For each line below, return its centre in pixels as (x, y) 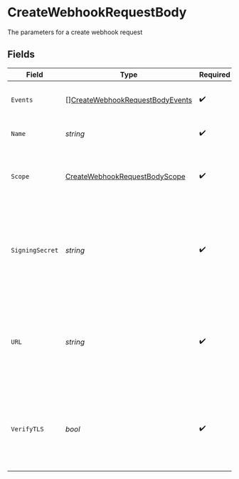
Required (215, 74)
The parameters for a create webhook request (75, 32)
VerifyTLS (27, 429)
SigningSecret (35, 250)
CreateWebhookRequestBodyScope (126, 177)
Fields (21, 54)
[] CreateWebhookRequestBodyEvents (129, 100)
